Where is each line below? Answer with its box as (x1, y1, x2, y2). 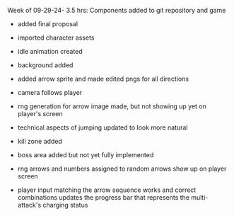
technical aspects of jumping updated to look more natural (17, 123, 188, 132)
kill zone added (17, 137, 62, 145)
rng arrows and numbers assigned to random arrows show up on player (17, 164, 227, 173)
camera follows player (17, 89, 83, 96)
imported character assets (17, 33, 95, 42)
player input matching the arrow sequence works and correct (17, 186, 197, 194)
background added (17, 61, 74, 69)
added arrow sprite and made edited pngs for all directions (17, 74, 189, 83)
